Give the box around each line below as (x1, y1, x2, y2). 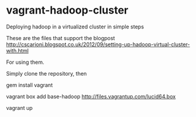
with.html (6, 47, 29, 54)
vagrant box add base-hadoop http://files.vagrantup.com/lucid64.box (6, 93, 176, 100)
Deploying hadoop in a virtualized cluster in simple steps (6, 23, 144, 30)
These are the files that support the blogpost (6, 34, 115, 41)
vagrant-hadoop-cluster (6, 4, 128, 17)
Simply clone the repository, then (6, 70, 87, 77)
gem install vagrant (6, 81, 53, 89)
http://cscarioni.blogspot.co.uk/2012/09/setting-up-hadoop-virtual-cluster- (6, 41, 191, 48)
